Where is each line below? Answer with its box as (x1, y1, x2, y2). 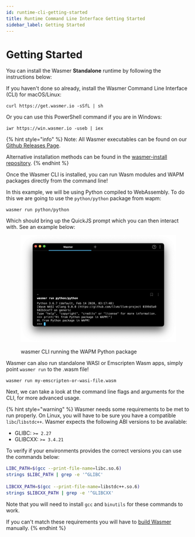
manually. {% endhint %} (6, 525, 66, 532)
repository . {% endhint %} (6, 160, 69, 167)
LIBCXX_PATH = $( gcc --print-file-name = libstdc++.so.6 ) (6, 484, 141, 490)
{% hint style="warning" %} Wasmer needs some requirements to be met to (6, 406, 190, 413)
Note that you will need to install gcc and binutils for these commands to (6, 501, 183, 508)
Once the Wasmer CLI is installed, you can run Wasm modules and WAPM (6, 171, 184, 178)
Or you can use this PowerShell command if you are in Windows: (6, 113, 162, 120)
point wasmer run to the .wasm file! (6, 366, 89, 373)
